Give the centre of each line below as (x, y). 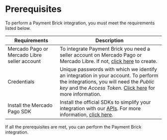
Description (110, 40)
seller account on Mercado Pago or (101, 55)
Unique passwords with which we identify (108, 69)
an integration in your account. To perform (109, 75)
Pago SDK (19, 111)
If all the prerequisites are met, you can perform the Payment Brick (73, 127)
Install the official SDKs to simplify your (105, 102)
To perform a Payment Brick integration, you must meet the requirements (80, 23)
